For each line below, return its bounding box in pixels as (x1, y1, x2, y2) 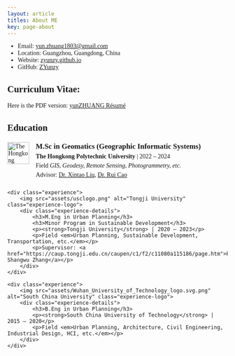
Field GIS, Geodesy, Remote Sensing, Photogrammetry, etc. (36, 162, 182, 169)
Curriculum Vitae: (7, 83, 80, 95)
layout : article (7, 10, 55, 18)
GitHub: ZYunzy (17, 64, 59, 71)
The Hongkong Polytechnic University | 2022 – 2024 (36, 152, 171, 160)
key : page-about (7, 23, 55, 30)
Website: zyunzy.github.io (17, 57, 82, 64)
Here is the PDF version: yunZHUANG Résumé (7, 102, 126, 109)
